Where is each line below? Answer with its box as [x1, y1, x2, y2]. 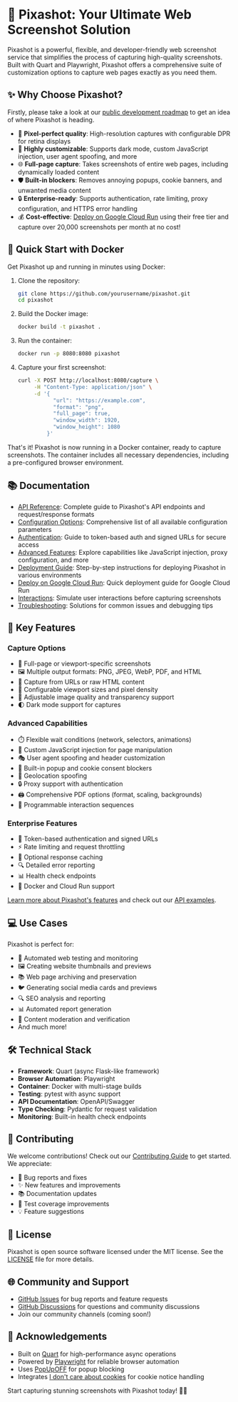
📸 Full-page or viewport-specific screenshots [17, 659, 151, 668]
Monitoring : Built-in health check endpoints [17, 1112, 147, 1121]
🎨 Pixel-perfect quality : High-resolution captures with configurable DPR [17, 129, 231, 138]
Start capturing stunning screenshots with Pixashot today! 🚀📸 [7, 1386, 187, 1395]
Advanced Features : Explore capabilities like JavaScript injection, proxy [17, 548, 228, 556]
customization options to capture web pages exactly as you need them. [7, 68, 217, 76]
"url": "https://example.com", [53, 397, 146, 404]
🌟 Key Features [7, 622, 76, 634]
